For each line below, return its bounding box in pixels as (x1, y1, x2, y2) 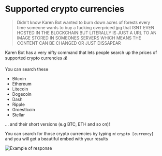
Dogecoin (12, 91, 32, 97)
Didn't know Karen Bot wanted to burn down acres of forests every (16, 19, 150, 25)
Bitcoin (12, 75, 26, 81)
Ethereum (12, 81, 31, 87)
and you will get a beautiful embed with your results (5, 136, 108, 141)
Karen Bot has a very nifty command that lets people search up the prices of (5, 50, 157, 55)
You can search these (5, 66, 48, 72)
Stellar (12, 112, 25, 118)
